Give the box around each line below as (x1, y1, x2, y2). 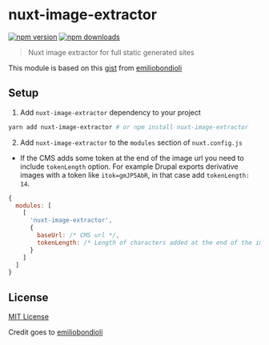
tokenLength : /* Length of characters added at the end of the (37, 239, 252, 247)
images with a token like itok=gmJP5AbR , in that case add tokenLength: (19, 170, 250, 179)
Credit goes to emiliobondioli (8, 327, 103, 337)
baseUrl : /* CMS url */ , (37, 231, 120, 239)
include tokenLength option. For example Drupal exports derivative (19, 162, 239, 171)
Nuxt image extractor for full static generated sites (27, 47, 195, 57)
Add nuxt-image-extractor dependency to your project (19, 107, 202, 117)
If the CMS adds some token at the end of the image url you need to (19, 153, 244, 162)
